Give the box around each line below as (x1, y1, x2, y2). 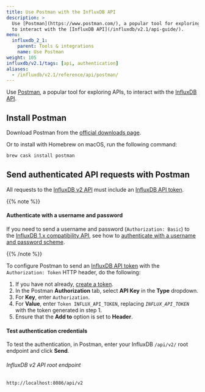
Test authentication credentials (6, 327, 88, 334)
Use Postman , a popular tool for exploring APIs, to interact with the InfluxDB (6, 88, 197, 96)
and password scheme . (6, 238, 65, 246)
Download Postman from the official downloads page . (6, 129, 142, 137)
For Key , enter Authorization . (15, 293, 90, 301)
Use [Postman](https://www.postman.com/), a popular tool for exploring (12, 20, 201, 26)
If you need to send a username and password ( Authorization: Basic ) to (6, 225, 190, 233)
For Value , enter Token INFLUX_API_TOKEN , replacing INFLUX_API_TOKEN (15, 300, 190, 307)
